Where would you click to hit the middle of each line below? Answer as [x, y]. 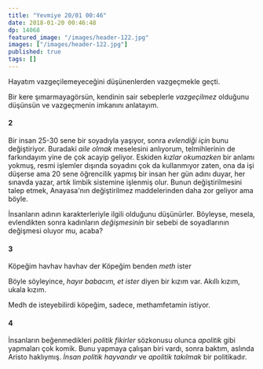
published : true [35, 52]
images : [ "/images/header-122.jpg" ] [68, 45]
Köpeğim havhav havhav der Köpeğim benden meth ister [100, 266]
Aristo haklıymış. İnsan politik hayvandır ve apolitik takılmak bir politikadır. [128, 357]
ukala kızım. [27, 290]
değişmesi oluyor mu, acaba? [56, 231]
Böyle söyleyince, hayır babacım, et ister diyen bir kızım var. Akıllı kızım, [124, 281]
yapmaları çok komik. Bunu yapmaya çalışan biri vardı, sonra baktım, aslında [131, 349]
